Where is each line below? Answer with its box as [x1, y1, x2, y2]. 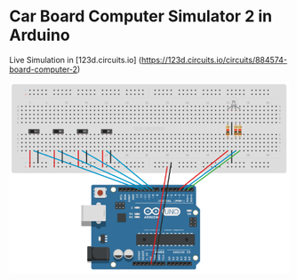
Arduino [9, 25, 70, 45]
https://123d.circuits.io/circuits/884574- [140, 54, 287, 65]
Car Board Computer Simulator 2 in [9, 6, 273, 27]
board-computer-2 [9, 64, 78, 75]
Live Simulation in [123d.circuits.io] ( [9, 54, 142, 65]
